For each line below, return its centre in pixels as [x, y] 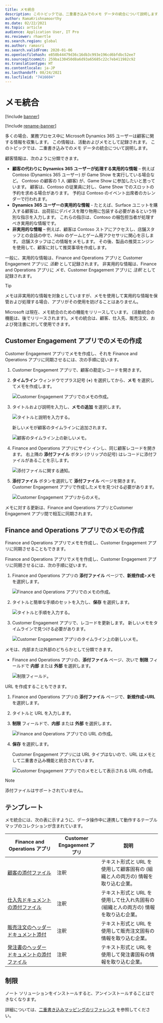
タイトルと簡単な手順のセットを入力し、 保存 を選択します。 [72, 602]
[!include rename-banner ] [31, 126]
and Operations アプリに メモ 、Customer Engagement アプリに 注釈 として [81, 270]
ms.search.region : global [31, 41]
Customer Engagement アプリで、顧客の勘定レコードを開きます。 [78, 370]
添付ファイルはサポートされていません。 [45, 791]
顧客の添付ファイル [30, 873]
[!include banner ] [22, 116]
